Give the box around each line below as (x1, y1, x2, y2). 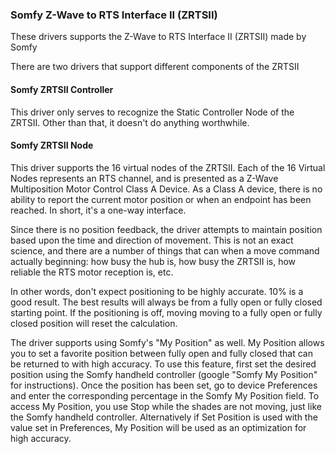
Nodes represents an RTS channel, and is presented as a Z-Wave (10, 172, 279, 184)
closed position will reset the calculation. (10, 317, 178, 329)
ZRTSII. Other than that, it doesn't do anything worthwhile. (10, 116, 250, 128)
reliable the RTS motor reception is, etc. (10, 266, 174, 278)
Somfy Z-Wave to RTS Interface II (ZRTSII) (10, 8, 218, 22)
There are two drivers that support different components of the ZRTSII (10, 61, 300, 73)
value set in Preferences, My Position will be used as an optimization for (10, 421, 307, 433)
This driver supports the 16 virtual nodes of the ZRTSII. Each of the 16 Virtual (10, 161, 326, 173)
